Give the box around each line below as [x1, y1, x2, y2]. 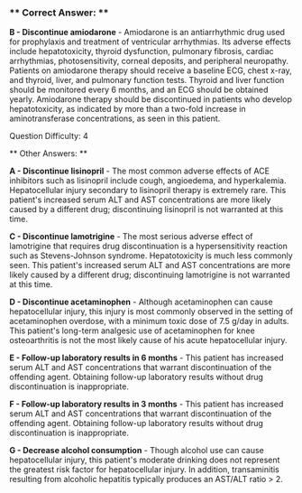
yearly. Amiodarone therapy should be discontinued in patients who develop [9, 94, 293, 105]
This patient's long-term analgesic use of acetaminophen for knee [9, 325, 255, 336]
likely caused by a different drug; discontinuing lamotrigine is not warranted [9, 269, 290, 281]
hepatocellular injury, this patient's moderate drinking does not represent [9, 454, 280, 466]
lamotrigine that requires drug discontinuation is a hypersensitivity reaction [9, 241, 288, 252]
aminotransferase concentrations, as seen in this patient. [9, 113, 221, 124]
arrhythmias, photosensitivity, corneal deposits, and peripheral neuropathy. [9, 56, 288, 67]
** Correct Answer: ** [9, 6, 109, 19]
